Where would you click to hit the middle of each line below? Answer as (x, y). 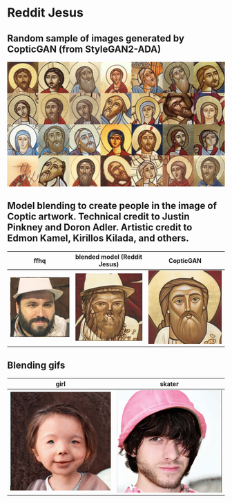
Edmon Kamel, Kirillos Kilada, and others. (98, 238)
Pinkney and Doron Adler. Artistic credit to (100, 227)
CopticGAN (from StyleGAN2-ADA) (84, 49)
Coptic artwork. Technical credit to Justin (98, 217)
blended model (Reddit (109, 257)
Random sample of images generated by (96, 38)
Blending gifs (36, 365)
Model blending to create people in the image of (112, 206)
